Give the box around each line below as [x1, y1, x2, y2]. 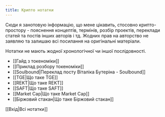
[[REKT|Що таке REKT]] [12, 80, 64, 86]
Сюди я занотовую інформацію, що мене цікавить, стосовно [5, 22, 138, 28]
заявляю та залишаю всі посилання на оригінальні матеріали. [5, 38, 141, 44]
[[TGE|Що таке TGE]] [12, 74, 58, 80]
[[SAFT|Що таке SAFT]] [12, 85, 64, 91]
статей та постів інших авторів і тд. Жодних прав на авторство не [5, 32, 149, 38]
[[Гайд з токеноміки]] [12, 57, 59, 64]
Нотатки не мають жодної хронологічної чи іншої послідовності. [5, 48, 146, 54]
